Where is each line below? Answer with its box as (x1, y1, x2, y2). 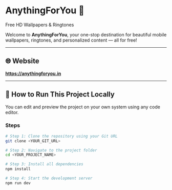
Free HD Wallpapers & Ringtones (5, 22, 74, 28)
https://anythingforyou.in (5, 70, 61, 77)
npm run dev (5, 180, 31, 185)
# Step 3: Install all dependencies (5, 162, 83, 167)
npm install (5, 166, 31, 172)
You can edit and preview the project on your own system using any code (5, 104, 160, 110)
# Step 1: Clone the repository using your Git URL (5, 134, 118, 139)
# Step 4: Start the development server (5, 176, 93, 181)
